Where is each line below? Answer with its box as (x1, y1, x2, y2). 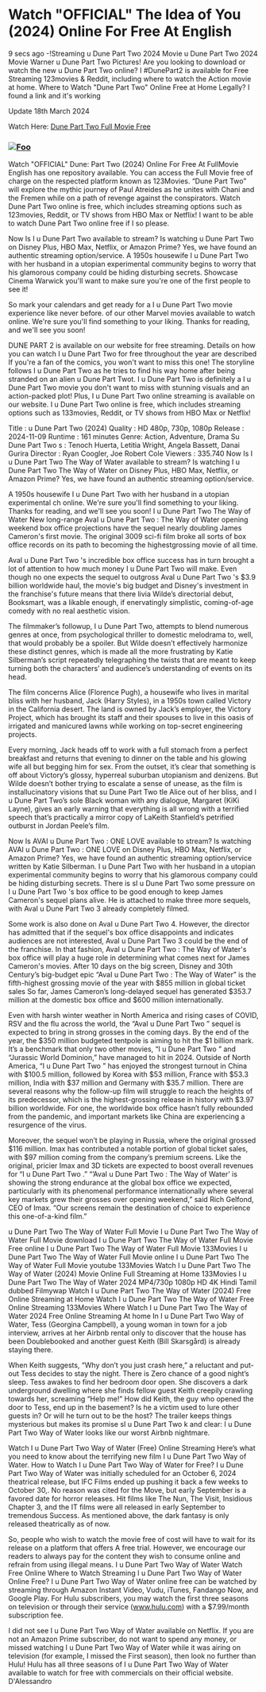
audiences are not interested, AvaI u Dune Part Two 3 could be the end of (8, 936, 249, 946)
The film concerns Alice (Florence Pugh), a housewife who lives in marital (8, 688, 249, 697)
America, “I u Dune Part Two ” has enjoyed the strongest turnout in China (8, 1062, 248, 1071)
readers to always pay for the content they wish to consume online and (8, 1551, 241, 1561)
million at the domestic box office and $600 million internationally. (8, 995, 224, 1005)
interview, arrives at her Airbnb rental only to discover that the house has (8, 1328, 247, 1338)
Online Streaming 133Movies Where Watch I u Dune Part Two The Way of (8, 1303, 248, 1312)
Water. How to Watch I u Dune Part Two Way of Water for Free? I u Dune (8, 1460, 244, 1470)
